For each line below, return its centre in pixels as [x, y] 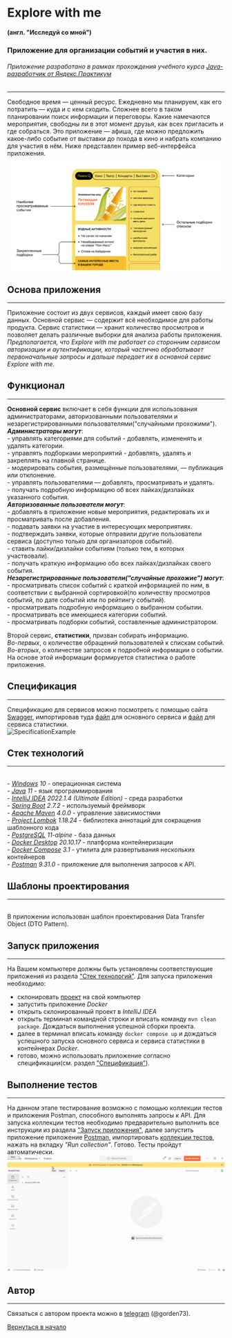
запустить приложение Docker [62, 1004]
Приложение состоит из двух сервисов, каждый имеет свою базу [105, 313]
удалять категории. [36, 445]
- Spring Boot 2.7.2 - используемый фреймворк [76, 806]
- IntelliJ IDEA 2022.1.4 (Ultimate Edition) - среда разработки [95, 798]
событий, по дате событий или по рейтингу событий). [86, 600]
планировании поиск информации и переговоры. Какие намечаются [109, 116]
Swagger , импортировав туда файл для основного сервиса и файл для [111, 717]
